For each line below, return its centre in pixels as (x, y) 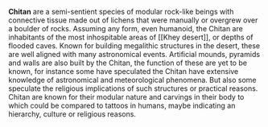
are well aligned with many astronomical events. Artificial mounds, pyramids (134, 54)
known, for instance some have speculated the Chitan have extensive (124, 71)
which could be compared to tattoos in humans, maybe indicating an (122, 105)
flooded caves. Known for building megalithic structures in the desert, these (134, 46)
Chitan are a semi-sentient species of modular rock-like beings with (121, 12)
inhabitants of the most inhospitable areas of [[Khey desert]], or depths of (131, 37)
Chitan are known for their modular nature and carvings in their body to (126, 97)
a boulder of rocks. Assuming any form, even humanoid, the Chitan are (126, 29)
